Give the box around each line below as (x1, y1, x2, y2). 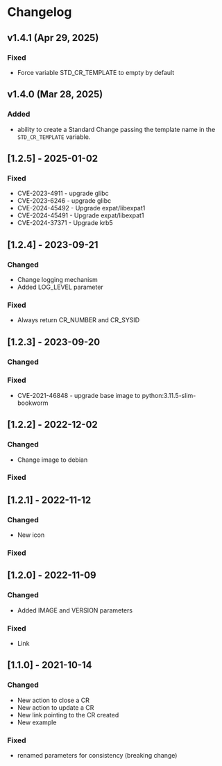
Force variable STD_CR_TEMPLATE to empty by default (17, 68, 175, 76)
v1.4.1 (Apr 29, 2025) (7, 32, 99, 44)
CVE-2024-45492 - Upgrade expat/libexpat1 (17, 204, 146, 213)
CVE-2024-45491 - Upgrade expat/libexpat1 (17, 211, 144, 219)
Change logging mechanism (17, 275, 99, 283)
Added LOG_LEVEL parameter (17, 283, 104, 291)
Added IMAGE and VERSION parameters (17, 606, 133, 615)
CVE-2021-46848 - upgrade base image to (17, 391, 141, 399)
